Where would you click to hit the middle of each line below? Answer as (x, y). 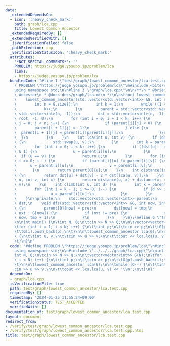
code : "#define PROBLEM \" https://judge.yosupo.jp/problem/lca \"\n (82, 246)
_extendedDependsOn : (31, 15)
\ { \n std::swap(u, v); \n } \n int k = (83, 142)
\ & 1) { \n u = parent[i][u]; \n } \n (82, 152)
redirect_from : (21, 321)
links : (21, 72)
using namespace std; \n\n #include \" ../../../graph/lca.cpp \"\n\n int (89, 251)
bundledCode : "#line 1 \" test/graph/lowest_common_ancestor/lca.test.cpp (89, 81)
